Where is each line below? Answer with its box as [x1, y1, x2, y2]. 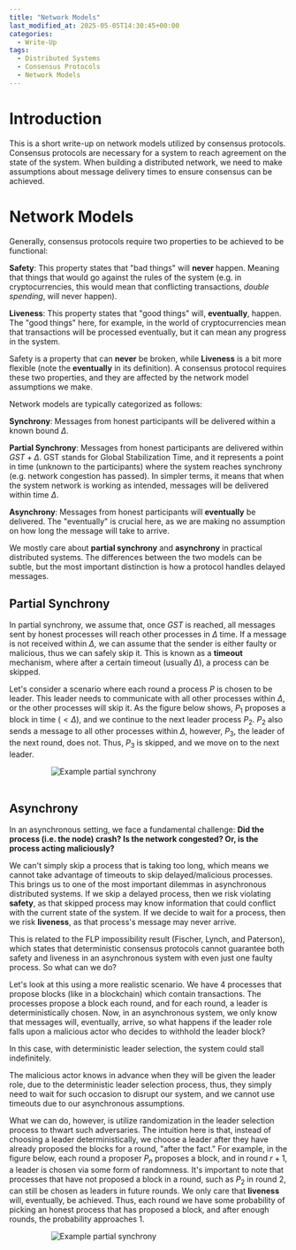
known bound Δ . [9, 425, 69, 436]
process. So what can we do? [9, 962, 117, 973]
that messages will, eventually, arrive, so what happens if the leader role [9, 1017, 272, 1028]
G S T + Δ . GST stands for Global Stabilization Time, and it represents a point [9, 451, 285, 462]
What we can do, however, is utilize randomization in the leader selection [9, 1115, 275, 1126]
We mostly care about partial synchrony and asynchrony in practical [9, 542, 262, 553]
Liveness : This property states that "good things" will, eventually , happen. [9, 307, 282, 319]
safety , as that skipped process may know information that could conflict [9, 898, 277, 908]
